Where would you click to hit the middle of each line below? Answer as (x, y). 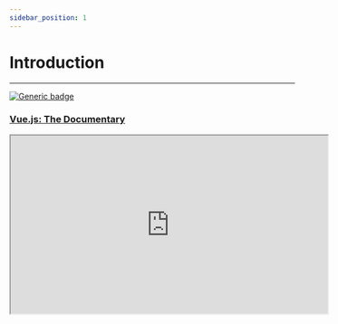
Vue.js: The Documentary (68, 119)
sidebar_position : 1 (48, 18)
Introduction (57, 62)
